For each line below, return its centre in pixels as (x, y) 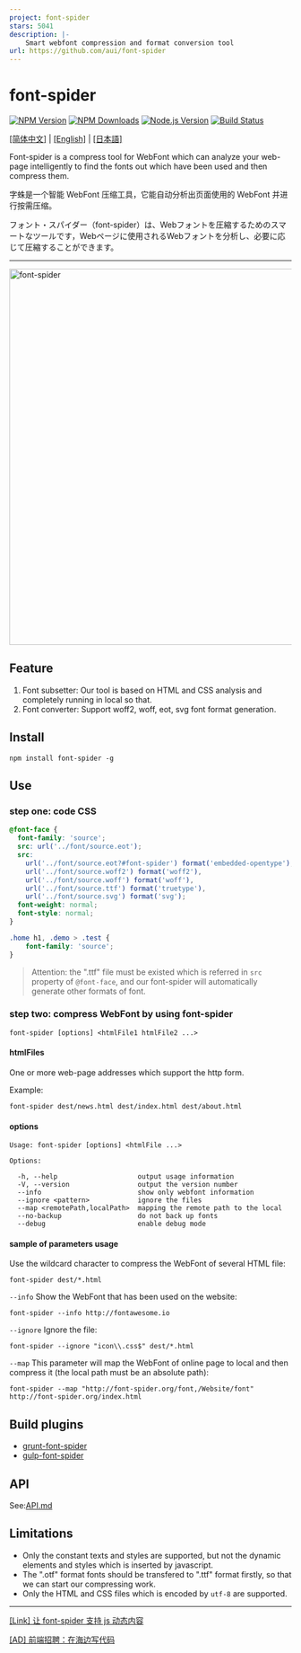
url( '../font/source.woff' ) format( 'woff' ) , (110, 880)
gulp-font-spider (53, 1455)
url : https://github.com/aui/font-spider (88, 51)
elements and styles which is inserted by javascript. (117, 1565)
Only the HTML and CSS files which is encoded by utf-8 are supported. (155, 1593)
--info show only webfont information (136, 1193)
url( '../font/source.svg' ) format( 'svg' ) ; (106, 897)
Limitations (41, 1534)
